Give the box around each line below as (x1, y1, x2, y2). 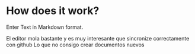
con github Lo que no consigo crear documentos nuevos (6, 41, 145, 48)
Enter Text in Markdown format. (6, 23, 84, 31)
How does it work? (6, 4, 100, 18)
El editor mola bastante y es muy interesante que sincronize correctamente (6, 35, 190, 42)
